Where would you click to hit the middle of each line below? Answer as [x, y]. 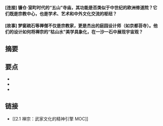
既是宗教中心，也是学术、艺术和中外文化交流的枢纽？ [63, 13]
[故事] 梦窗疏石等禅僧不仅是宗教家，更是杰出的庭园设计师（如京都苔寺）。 [79, 26]
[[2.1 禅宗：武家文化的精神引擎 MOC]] [50, 119]
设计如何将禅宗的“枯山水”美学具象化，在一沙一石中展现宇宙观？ [78, 32]
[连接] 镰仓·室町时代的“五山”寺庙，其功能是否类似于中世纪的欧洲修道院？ [79, 7]
